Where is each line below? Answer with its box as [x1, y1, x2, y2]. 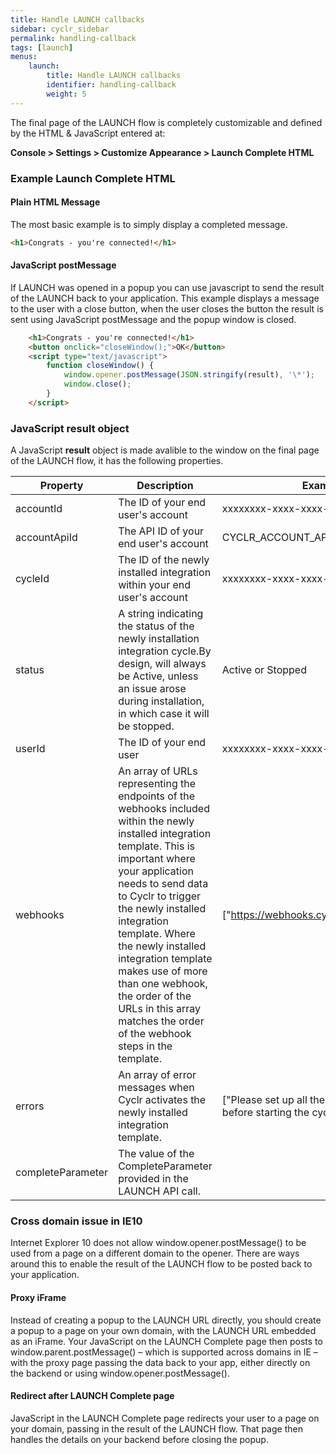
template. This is [118, 839, 195, 853]
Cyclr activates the [118, 1093, 207, 1107]
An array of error [118, 1068, 197, 1082]
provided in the [118, 1172, 189, 1186]
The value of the [118, 1147, 195, 1161]
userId [15, 742, 46, 756]
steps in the [118, 1039, 173, 1053]
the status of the [118, 619, 195, 633]
